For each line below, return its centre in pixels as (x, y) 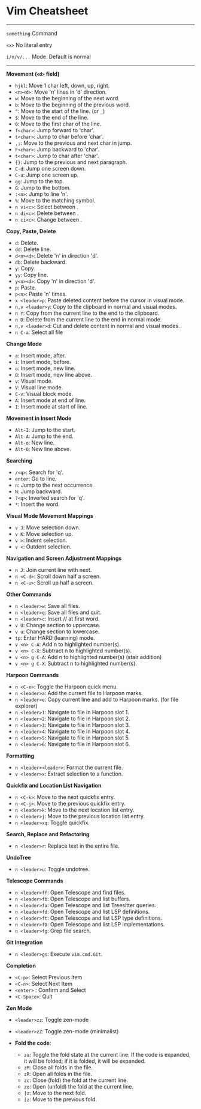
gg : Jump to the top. (39, 181)
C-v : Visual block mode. (44, 393)
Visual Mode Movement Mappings (50, 515)
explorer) (26, 706)
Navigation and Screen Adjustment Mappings (64, 558)
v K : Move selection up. (44, 533)
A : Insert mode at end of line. (50, 400)
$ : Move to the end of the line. (51, 117)
